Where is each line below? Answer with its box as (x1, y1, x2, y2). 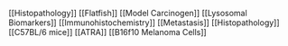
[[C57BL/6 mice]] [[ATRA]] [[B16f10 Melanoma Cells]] (8, 27, 207, 37)
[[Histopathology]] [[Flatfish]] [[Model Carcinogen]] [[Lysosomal (8, 8, 247, 18)
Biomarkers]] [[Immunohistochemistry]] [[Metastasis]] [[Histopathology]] (8, 17, 281, 28)
